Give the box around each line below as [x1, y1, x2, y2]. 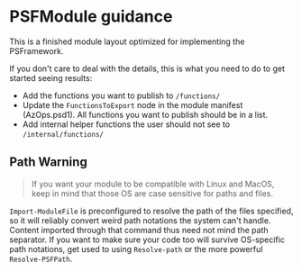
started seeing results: [9, 72, 93, 83]
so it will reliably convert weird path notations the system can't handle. [9, 214, 271, 226]
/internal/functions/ [22, 130, 104, 139]
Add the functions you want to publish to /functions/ [22, 90, 221, 101]
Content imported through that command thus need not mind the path [9, 224, 269, 235]
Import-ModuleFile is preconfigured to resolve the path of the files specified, [9, 205, 294, 216]
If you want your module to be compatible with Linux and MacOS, [31, 178, 275, 189]
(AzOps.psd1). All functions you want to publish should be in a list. [22, 109, 269, 120]
